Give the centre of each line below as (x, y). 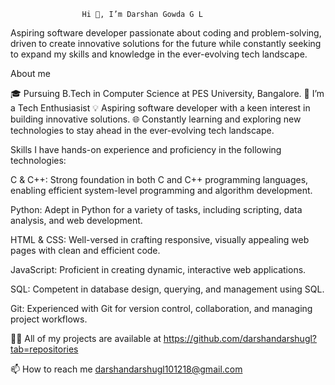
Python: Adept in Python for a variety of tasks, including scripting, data (156, 209)
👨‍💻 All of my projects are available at (86, 338)
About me (30, 73)
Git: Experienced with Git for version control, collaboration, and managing (161, 308)
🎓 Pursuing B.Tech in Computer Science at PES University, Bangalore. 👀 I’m (167, 93)
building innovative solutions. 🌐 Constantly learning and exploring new (156, 119)
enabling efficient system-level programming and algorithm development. (161, 190)
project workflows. (49, 319)
